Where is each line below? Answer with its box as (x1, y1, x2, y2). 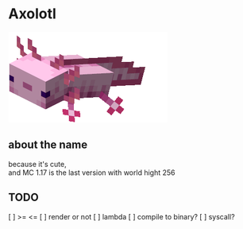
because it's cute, (8, 159, 67, 169)
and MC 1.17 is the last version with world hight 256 (8, 168, 175, 177)
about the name (8, 138, 88, 152)
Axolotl (8, 5, 57, 23)
